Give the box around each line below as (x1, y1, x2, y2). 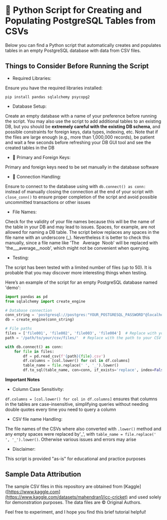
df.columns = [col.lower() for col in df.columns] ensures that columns (5, 396, 158, 402)
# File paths (5, 326, 32, 331)
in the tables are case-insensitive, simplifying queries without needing (5, 401, 149, 407)
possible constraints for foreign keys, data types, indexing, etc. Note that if (5, 129, 158, 135)
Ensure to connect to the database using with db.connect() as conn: (5, 183, 146, 189)
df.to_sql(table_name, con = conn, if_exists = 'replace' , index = (23, 367, 155, 373)
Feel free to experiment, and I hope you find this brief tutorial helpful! (5, 509, 147, 515)
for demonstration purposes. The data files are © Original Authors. (5, 499, 142, 505)
